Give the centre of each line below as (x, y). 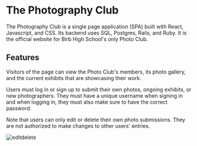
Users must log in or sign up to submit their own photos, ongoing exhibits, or (99, 89)
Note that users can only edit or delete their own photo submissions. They (96, 120)
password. (19, 108)
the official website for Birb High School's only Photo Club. (77, 39)
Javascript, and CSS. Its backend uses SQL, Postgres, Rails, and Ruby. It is (96, 32)
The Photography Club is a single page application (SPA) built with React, (95, 26)
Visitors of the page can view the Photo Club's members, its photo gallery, (96, 72)
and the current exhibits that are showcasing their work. (74, 78)
